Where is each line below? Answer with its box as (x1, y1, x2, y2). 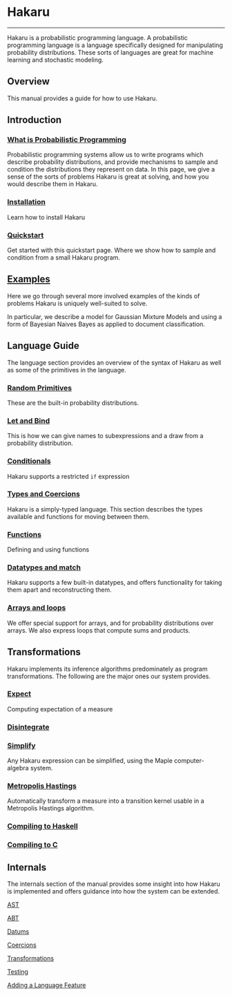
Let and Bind (7, 416, 50, 426)
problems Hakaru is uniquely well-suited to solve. (7, 299, 148, 307)
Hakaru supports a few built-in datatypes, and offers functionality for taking (7, 579, 222, 587)
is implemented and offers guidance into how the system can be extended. (7, 887, 220, 896)
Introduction (7, 114, 62, 126)
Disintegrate (7, 722, 50, 732)
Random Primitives (7, 383, 72, 392)
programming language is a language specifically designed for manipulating (7, 41, 223, 49)
